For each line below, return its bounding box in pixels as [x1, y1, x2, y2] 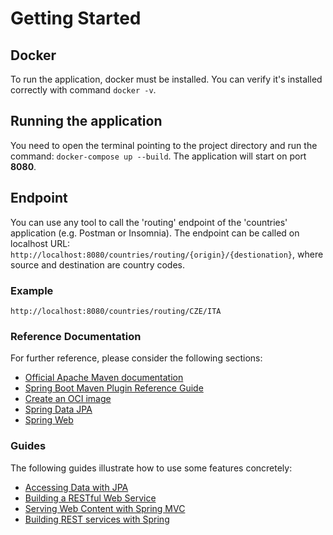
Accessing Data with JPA [24, 481, 129, 493]
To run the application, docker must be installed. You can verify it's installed [10, 73, 323, 85]
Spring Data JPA [24, 403, 93, 416]
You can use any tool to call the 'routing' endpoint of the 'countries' [10, 216, 288, 228]
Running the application [10, 113, 163, 130]
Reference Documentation [10, 329, 142, 343]
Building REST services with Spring [24, 513, 170, 525]
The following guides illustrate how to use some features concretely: [10, 462, 293, 474]
